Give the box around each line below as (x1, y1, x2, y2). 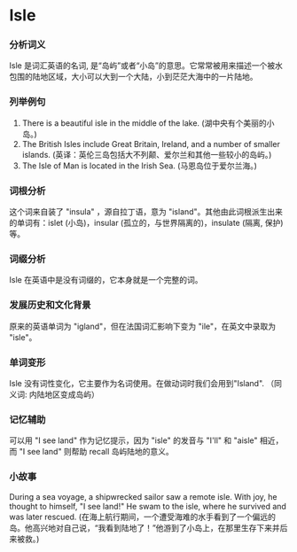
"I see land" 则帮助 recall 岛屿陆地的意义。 (19, 447, 175, 457)
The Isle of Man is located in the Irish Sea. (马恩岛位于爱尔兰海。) (21, 160, 257, 171)
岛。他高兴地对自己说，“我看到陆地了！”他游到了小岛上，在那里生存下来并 (9, 522, 281, 533)
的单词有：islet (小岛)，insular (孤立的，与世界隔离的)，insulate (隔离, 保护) (9, 218, 284, 229)
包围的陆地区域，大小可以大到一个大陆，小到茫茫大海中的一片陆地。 (9, 72, 258, 82)
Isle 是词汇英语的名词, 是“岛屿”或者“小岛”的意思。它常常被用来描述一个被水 (9, 60, 284, 71)
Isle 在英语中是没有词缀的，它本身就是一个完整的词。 (9, 275, 203, 285)
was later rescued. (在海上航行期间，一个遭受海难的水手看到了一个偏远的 (9, 511, 277, 522)
